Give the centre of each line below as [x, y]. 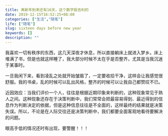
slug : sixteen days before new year [43, 28]
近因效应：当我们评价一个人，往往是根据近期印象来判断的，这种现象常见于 [82, 92]
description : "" [22, 38]
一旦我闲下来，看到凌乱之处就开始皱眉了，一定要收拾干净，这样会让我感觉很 [84, 75]
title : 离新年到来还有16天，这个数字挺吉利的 [47, 10]
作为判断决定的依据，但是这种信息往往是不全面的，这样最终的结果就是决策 [86, 105]
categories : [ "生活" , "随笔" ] [34, 19]
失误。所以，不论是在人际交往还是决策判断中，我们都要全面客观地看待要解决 [84, 111]
